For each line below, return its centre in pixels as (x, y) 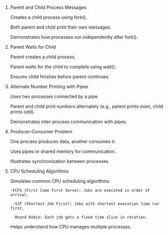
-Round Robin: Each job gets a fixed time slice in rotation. (80, 217)
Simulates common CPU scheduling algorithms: (60, 181)
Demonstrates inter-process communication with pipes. (69, 122)
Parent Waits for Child (33, 47)
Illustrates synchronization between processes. (60, 161)
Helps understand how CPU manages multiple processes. (71, 227)
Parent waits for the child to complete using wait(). (63, 67)
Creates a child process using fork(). (49, 17)
